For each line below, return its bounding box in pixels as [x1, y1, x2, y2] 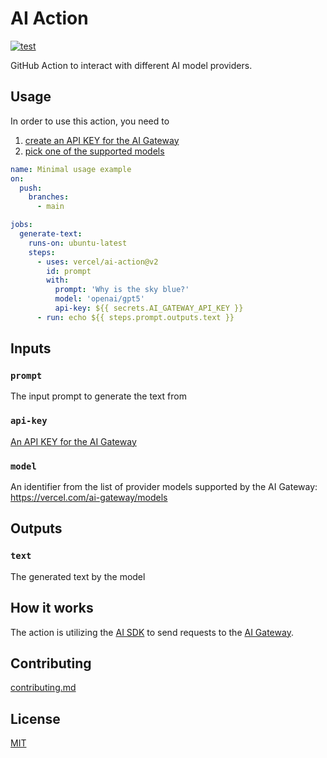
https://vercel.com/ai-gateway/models [10, 492, 168, 504]
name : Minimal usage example [10, 164, 132, 174]
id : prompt [46, 266, 92, 276]
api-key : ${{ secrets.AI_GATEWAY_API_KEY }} [54, 303, 244, 313]
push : [19, 183, 43, 193]
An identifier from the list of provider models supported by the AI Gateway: [10, 481, 318, 493]
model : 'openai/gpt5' [54, 294, 145, 304]
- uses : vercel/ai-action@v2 [36, 257, 159, 267]
